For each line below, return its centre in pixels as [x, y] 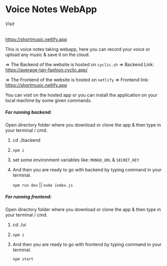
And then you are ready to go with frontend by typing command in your [87, 245]
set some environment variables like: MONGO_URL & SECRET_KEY [76, 160]
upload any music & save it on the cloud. [47, 55]
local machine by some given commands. [49, 101]
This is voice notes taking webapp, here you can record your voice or [78, 49]
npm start [23, 259]
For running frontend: [28, 196]
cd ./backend [26, 140]
